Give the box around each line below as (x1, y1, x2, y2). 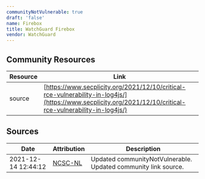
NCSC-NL (52, 158, 82, 167)
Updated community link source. (90, 163, 184, 171)
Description (126, 144, 160, 153)
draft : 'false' (6, 15, 45, 21)
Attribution (52, 144, 85, 153)
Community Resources (6, 54, 96, 65)
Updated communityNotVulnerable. (90, 155, 192, 163)
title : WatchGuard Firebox (6, 26, 75, 32)
